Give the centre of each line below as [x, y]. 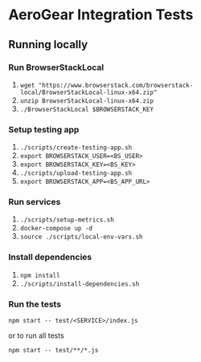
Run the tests [35, 304]
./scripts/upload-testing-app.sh [76, 173]
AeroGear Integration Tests [101, 15]
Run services [35, 202]
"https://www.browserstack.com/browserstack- [116, 85]
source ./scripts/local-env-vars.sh [81, 237]
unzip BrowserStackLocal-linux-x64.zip [87, 101]
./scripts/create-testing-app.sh [76, 148]
